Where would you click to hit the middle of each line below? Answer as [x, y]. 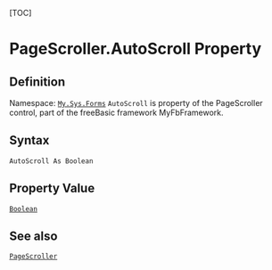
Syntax [29, 140]
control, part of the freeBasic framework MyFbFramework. [117, 112]
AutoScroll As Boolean [51, 161]
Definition [37, 82]
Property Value [52, 188]
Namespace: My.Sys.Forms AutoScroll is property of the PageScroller [136, 103]
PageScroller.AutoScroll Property [136, 49]
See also [33, 237]
